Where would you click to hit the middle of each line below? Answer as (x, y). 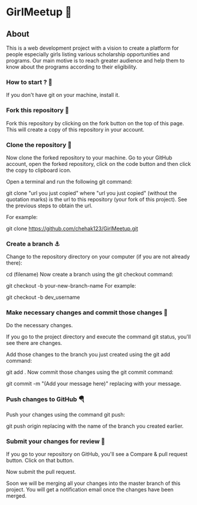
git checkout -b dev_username (43, 297)
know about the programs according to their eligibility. (72, 67)
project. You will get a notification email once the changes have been (90, 490)
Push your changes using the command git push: (66, 414)
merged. (16, 496)
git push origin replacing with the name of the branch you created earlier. (95, 426)
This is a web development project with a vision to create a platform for (93, 48)
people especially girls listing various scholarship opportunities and (88, 54)
